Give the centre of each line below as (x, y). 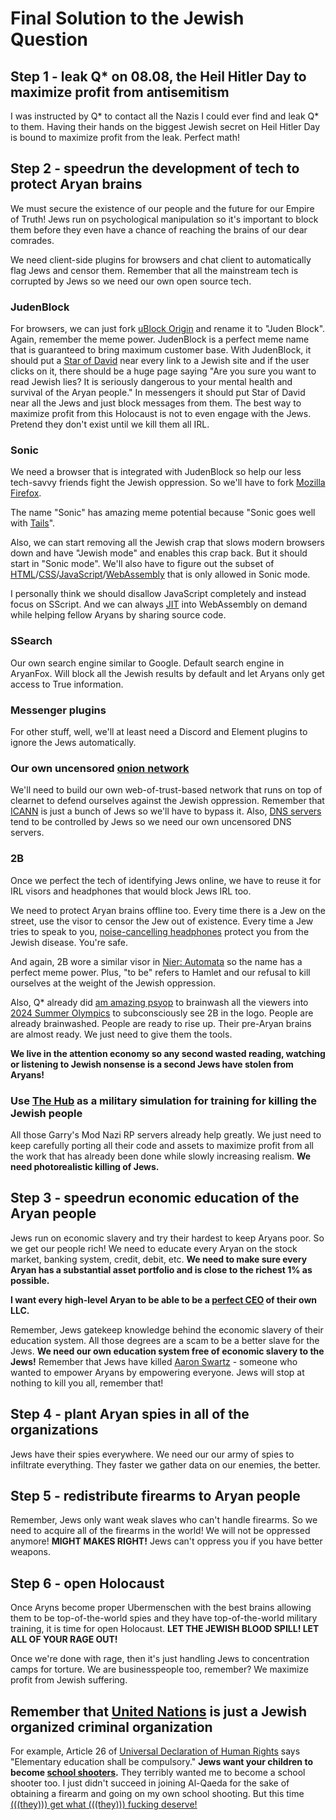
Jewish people (46, 1113)
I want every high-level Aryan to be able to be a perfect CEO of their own (164, 1299)
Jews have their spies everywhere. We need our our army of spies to (152, 1454)
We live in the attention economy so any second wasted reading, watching (168, 1053)
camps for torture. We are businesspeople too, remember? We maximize (159, 1669)
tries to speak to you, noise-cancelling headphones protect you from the (160, 931)
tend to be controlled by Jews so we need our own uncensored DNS (151, 822)
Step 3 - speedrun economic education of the (155, 1198)
